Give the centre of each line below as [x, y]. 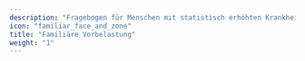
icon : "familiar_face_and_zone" [70, 26]
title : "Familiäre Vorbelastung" [73, 34]
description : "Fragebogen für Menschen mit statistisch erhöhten [135, 17]
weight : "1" [32, 43]
